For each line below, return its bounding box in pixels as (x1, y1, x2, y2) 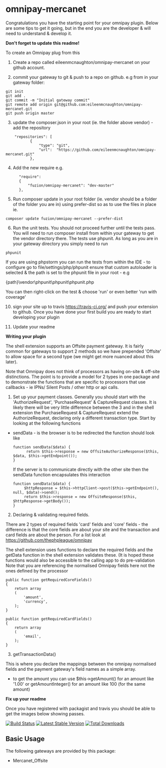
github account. (12, 64, 45, 70)
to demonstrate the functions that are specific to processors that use (5, 379, 146, 385)
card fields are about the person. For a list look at (5, 532, 106, 538)
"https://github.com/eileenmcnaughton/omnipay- (56, 147, 156, 152)
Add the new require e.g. (12, 165, 64, 171)
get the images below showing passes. (5, 710, 85, 716)
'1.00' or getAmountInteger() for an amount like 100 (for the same (12, 681, 146, 687)
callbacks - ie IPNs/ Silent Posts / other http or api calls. (5, 384, 119, 390)
